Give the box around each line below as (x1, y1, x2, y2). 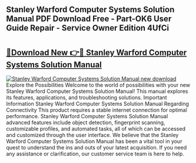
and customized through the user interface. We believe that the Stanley (6, 132, 179, 138)
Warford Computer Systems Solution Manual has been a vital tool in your (6, 138, 182, 145)
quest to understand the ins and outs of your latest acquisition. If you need (6, 144, 187, 151)
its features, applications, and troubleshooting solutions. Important (6, 94, 167, 101)
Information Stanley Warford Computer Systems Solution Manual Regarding (6, 100, 190, 107)
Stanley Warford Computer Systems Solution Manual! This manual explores (6, 88, 188, 95)
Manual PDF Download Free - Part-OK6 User (6, 14, 172, 24)
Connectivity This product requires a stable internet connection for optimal (6, 107, 187, 114)
